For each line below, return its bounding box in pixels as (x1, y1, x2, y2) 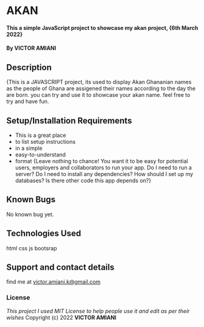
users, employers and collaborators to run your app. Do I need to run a (15, 164, 192, 171)
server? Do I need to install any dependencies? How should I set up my (15, 171, 194, 177)
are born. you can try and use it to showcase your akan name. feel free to (6, 91, 191, 99)
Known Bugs (6, 194, 56, 205)
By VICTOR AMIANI (6, 44, 57, 52)
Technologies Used (6, 228, 81, 239)
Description (6, 62, 52, 72)
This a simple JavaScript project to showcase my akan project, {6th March (6, 24, 199, 31)
